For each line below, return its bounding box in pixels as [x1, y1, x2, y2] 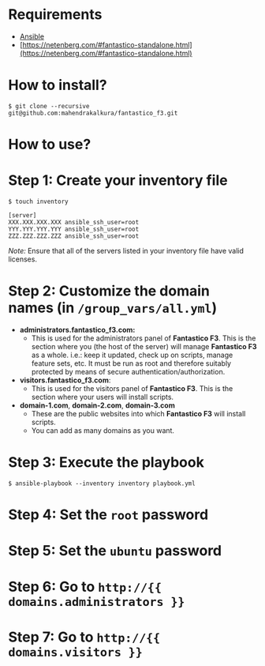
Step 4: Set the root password [8, 506, 209, 524]
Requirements [8, 6, 103, 24]
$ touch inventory [8, 198, 69, 205]
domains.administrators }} [8, 595, 185, 610]
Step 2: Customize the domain [8, 282, 211, 300]
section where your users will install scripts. [31, 392, 174, 401]
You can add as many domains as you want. [31, 425, 175, 435]
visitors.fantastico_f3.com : [19, 375, 111, 385]
